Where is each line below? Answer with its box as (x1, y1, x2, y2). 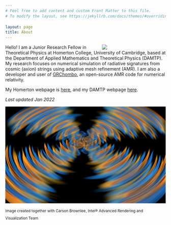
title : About (5, 30, 33, 35)
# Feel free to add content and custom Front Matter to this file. (5, 8, 152, 13)
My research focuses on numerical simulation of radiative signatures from (5, 61, 160, 67)
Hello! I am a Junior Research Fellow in (5, 44, 87, 50)
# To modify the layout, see (5, 13, 67, 19)
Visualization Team (5, 215, 39, 221)
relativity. (5, 77, 24, 83)
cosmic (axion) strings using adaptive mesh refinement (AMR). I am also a (5, 66, 160, 72)
